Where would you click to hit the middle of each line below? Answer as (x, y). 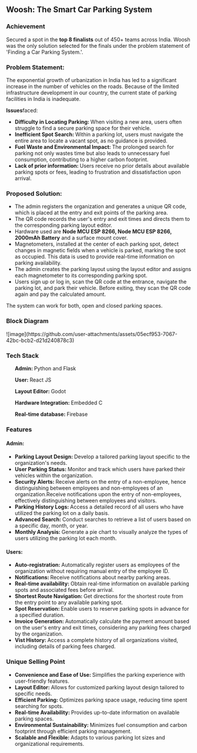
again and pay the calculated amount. (60, 294)
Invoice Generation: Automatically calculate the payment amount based (102, 621)
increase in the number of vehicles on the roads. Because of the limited (93, 86)
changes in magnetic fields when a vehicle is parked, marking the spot (100, 250)
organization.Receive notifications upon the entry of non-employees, (98, 494)
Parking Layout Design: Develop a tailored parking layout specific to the (102, 457)
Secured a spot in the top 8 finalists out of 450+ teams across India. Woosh (98, 39)
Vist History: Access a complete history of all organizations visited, (96, 640)
